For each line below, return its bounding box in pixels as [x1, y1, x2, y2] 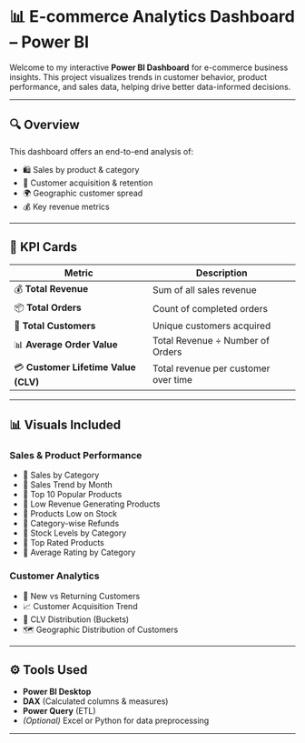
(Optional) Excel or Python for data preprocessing [22, 715, 210, 727]
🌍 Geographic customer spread [22, 187, 143, 198]
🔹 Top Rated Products [22, 537, 104, 548]
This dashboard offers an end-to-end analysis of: [9, 146, 193, 156]
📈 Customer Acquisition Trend [22, 600, 138, 611]
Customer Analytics [9, 569, 100, 582]
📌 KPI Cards [9, 239, 78, 255]
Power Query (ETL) [22, 706, 97, 717]
